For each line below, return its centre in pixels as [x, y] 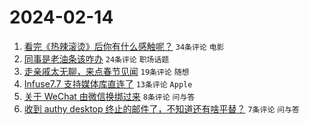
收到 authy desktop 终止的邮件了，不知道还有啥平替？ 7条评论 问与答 [161, 108]
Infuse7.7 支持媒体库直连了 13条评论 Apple [108, 83]
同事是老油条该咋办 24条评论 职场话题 [96, 58]
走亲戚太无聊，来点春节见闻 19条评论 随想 [106, 71]
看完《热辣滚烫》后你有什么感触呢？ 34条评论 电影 [124, 46]
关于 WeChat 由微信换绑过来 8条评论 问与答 [109, 96]
